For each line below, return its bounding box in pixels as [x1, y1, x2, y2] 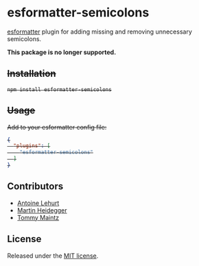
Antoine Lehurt [16, 199, 60, 207]
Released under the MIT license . [7, 252, 99, 260]
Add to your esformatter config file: [7, 123, 107, 131]
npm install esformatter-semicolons [7, 86, 112, 93]
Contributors [7, 180, 64, 193]
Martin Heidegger [16, 206, 67, 214]
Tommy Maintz [16, 213, 60, 221]
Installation [7, 68, 56, 80]
